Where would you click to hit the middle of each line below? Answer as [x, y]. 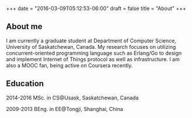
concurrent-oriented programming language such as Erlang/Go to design [94, 53]
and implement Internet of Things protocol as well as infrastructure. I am [93, 59]
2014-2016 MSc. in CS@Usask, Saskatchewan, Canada [72, 98]
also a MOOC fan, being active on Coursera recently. [69, 65]
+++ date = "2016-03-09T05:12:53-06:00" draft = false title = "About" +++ [96, 8]
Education [25, 84]
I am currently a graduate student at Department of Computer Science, [91, 41]
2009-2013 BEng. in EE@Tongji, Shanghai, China [65, 109]
